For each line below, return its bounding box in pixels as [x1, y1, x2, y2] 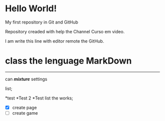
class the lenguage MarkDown [5, 55, 132, 67]
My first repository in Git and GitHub [5, 19, 79, 25]
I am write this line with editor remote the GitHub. [5, 38, 105, 44]
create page [12, 104, 37, 110]
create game [12, 110, 38, 116]
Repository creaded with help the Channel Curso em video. [5, 28, 125, 34]
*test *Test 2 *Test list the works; [5, 95, 74, 101]
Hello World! [5, 3, 57, 14]
